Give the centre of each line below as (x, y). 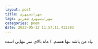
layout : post (18, 9)
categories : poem (22, 23)
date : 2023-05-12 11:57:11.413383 (40, 28)
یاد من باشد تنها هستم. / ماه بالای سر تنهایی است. (49, 41)
